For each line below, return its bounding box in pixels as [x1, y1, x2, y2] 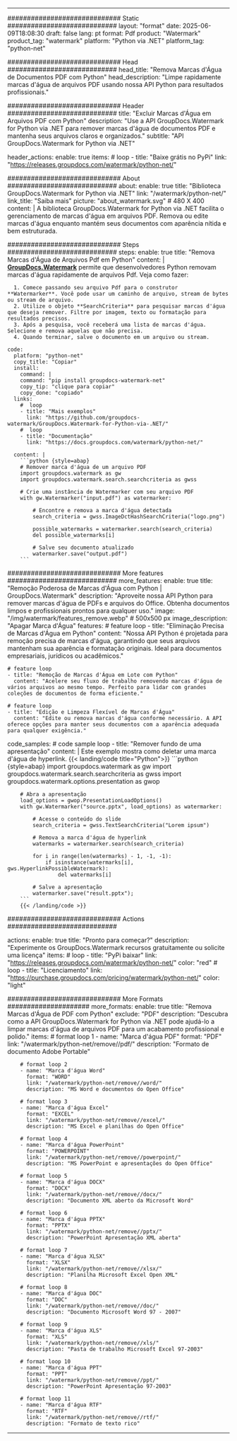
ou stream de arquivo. [7, 296, 74, 303]
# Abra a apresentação [20, 791, 87, 798]
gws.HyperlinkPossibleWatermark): [7, 865, 109, 872]
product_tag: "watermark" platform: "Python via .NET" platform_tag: [7, 37, 205, 45]
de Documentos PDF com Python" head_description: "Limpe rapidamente [7, 73, 221, 81]
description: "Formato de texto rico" [25, 1420, 140, 1427]
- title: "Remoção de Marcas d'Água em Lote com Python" [7, 671, 178, 678]
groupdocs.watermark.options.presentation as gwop [7, 777, 160, 785]
